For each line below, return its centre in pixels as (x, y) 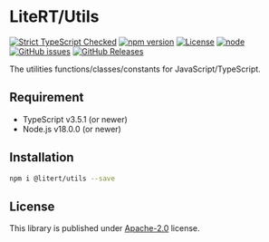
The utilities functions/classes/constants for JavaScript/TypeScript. (135, 69)
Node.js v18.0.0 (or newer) (72, 129)
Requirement (47, 97)
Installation (42, 157)
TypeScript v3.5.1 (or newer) (75, 119)
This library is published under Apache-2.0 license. (105, 228)
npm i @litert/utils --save (62, 179)
